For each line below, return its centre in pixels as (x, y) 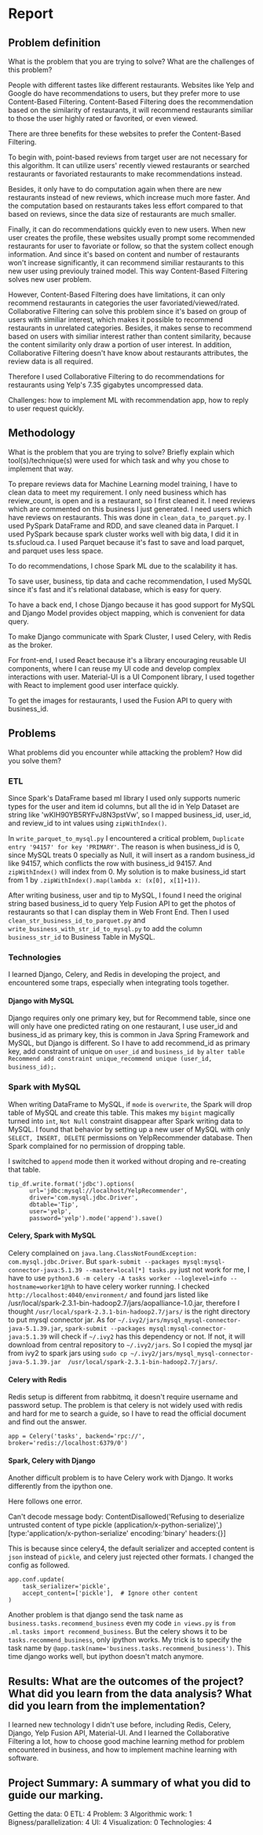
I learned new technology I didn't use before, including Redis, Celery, (120, 1725)
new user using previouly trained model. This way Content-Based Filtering (128, 271)
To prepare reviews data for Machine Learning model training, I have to (123, 484)
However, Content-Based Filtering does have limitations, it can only (117, 294)
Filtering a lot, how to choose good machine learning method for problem (126, 1742)
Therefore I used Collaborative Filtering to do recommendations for (117, 377)
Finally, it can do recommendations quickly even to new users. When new (127, 229)
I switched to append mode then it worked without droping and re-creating (127, 1161)
